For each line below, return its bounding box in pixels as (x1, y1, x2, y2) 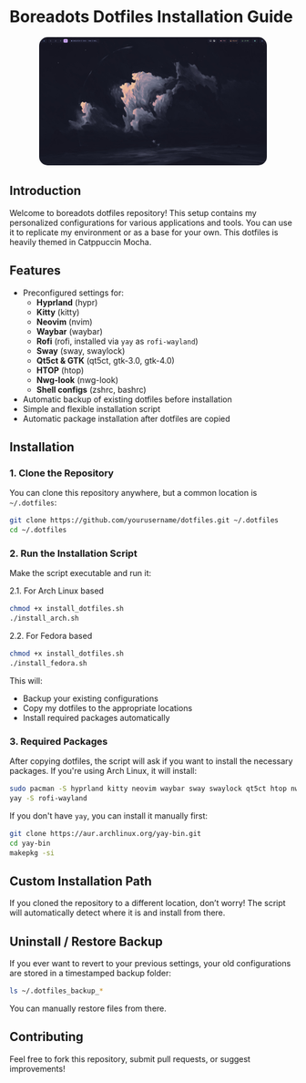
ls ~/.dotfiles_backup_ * (9, 986, 104, 995)
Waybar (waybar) (36, 325, 103, 336)
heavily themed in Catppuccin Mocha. (9, 236, 152, 247)
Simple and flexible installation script (22, 403, 161, 414)
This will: (9, 675, 43, 686)
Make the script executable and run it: (9, 568, 152, 579)
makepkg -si (9, 848, 55, 858)
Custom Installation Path (9, 873, 152, 889)
